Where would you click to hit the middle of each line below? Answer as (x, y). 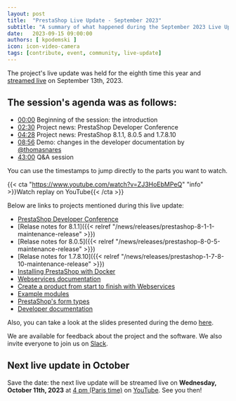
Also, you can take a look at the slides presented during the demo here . (111, 322)
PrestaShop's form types (53, 301)
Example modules (43, 293)
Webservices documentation (59, 279)
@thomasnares (39, 149)
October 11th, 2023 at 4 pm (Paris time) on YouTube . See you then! (105, 390)
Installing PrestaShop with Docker (66, 271)
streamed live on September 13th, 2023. (65, 80)
